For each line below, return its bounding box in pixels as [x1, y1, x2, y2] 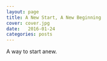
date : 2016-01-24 [6, 25, 56, 32]
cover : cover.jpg [6, 20, 50, 26]
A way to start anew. [6, 48, 57, 55]
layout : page [6, 8, 39, 15]
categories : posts [6, 31, 53, 37]
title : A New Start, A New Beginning [6, 14, 102, 21]
